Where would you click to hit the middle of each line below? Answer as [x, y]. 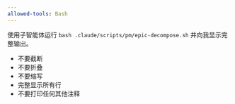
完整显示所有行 [39, 84]
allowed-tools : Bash [38, 14]
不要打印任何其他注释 [48, 93]
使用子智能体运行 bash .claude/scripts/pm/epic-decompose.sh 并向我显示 [114, 34]
